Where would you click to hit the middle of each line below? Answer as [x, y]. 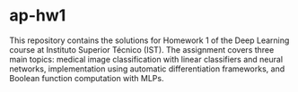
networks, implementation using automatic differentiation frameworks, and [147, 69]
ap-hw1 [38, 16]
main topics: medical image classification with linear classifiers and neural [146, 59]
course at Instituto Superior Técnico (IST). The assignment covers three [142, 49]
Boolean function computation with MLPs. [87, 78]
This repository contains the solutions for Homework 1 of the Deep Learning [149, 40]
